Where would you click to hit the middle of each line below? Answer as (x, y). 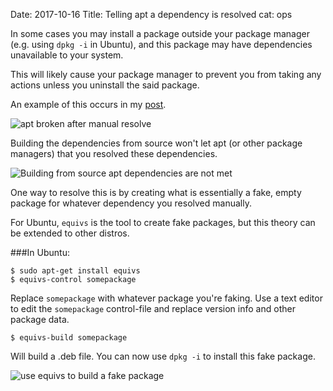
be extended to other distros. (70, 233)
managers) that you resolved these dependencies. (114, 153)
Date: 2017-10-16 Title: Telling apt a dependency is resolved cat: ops (151, 14)
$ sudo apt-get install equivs (75, 271)
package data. (40, 319)
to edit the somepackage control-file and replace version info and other (153, 308)
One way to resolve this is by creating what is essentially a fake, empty (156, 192)
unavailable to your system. (67, 55)
